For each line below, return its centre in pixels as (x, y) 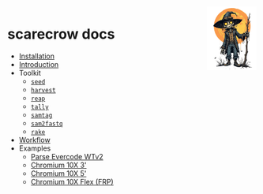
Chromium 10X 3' (59, 165)
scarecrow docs (61, 34)
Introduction (39, 64)
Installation (37, 56)
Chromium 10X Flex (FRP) (72, 181)
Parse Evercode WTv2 (67, 156)
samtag (41, 115)
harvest (43, 90)
